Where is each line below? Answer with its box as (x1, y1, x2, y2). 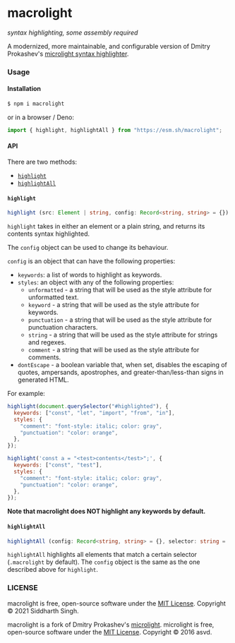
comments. (28, 353, 61, 361)
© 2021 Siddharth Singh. (7, 606, 79, 615)
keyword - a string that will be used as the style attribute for (28, 301, 200, 309)
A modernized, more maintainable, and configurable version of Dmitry (7, 42, 210, 50)
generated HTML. (17, 375, 69, 384)
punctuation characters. (28, 323, 98, 332)
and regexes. (28, 338, 66, 347)
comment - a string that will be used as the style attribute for (28, 346, 200, 354)
